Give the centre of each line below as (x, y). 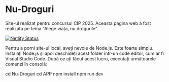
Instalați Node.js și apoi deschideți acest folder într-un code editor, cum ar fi (84, 53)
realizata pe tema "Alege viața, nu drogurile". (52, 28)
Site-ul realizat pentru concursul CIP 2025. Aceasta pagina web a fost (78, 23)
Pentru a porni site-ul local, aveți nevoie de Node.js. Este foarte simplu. (79, 48)
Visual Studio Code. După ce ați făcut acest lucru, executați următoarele (81, 58)
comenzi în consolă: (26, 64)
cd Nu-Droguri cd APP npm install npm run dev (54, 73)
